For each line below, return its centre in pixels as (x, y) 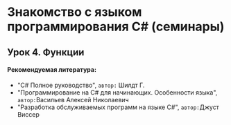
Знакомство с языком (75, 12)
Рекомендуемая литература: (52, 70)
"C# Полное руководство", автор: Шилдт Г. (81, 85)
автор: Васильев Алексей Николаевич (73, 99)
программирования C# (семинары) (116, 27)
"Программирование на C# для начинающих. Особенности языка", (117, 92)
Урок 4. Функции (46, 52)
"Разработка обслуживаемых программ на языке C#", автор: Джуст (118, 107)
